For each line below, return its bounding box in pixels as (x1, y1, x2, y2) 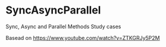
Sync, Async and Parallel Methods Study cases (5, 23, 121, 30)
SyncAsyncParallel (5, 4, 101, 17)
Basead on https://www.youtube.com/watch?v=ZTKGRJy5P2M (5, 34, 160, 41)
